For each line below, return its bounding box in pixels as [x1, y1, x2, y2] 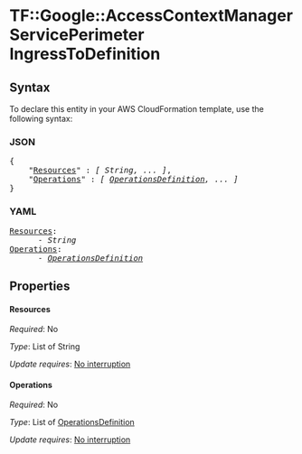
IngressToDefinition [9, 44, 161, 64]
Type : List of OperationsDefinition [9, 417, 136, 428]
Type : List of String [9, 341, 80, 352]
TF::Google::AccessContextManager [9, 5, 294, 26]
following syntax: [9, 114, 73, 124]
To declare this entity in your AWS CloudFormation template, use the [9, 104, 264, 114]
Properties [9, 278, 71, 293]
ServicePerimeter [9, 24, 145, 45]
